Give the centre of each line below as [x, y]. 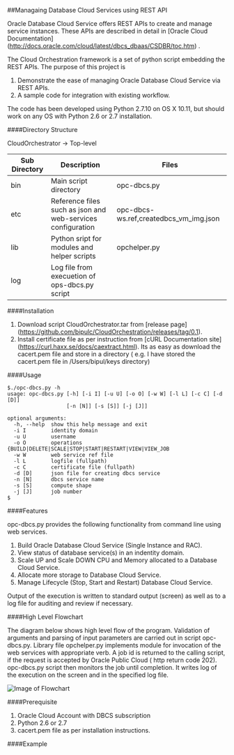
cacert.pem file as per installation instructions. [84, 730]
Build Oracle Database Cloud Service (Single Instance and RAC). [110, 545]
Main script [69, 181]
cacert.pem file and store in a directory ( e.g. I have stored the [106, 354]
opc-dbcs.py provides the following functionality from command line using [114, 524]
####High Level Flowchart [45, 617]
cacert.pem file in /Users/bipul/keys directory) [84, 361]
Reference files [76, 201]
